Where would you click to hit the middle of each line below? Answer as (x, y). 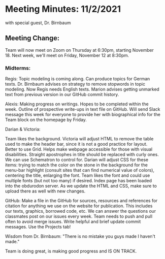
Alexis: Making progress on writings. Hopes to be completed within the (77, 104)
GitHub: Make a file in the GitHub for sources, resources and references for (81, 201)
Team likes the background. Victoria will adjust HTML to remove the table (79, 139)
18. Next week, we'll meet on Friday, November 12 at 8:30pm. (67, 55)
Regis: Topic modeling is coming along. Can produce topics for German (78, 79)
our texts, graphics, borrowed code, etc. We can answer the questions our (81, 211)
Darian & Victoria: (23, 129)
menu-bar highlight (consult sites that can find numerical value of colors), (80, 170)
